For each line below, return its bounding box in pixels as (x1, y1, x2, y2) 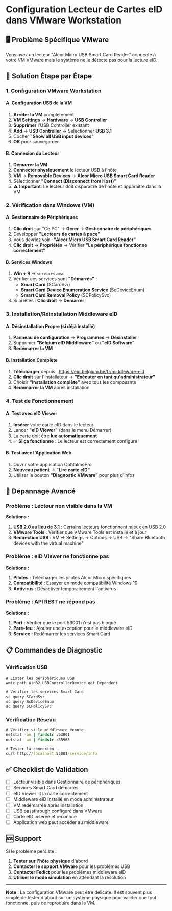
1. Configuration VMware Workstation (6, 87, 102, 94)
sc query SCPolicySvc (6, 704, 52, 709)
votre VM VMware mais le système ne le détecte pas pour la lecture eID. (6, 57, 158, 63)
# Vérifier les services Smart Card (6, 689, 84, 695)
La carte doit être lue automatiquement (13, 432, 97, 439)
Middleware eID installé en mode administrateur (13, 796, 114, 802)
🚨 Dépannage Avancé (6, 487, 76, 496)
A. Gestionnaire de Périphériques (6, 214, 78, 221)
